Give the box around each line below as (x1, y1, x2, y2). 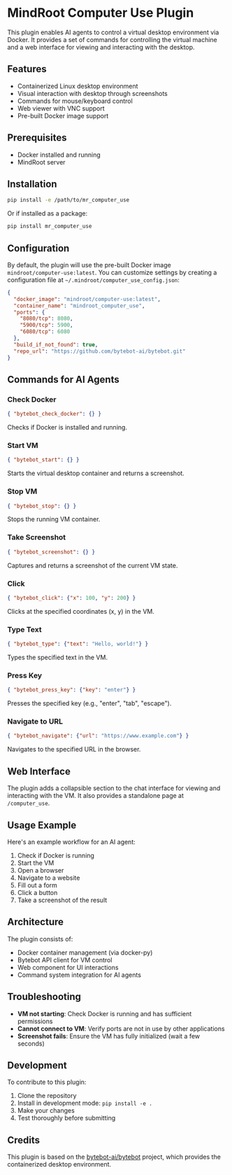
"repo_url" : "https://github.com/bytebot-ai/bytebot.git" (13, 348, 187, 355)
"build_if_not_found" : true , (13, 341, 99, 348)
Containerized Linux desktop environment (17, 82, 138, 90)
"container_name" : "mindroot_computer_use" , (13, 302, 145, 309)
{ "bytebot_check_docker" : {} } (7, 411, 101, 418)
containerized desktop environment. (7, 1160, 112, 1169)
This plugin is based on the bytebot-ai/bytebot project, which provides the (7, 1153, 222, 1161)
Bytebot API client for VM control (17, 955, 113, 964)
